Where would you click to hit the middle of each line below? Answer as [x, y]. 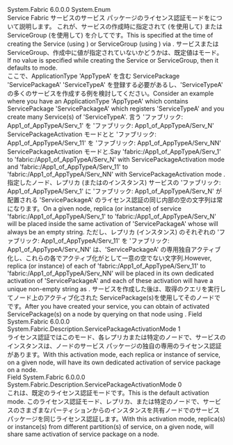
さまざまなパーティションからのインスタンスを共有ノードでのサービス [120, 410]
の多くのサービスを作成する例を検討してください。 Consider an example [111, 93]
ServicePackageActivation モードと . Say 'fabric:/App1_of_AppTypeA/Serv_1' [114, 152]
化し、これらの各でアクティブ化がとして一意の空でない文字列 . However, [110, 258]
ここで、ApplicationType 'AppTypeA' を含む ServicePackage [94, 76]
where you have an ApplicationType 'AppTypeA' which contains [98, 101]
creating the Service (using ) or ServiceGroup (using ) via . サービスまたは [113, 44]
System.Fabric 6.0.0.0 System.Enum [59, 9]
